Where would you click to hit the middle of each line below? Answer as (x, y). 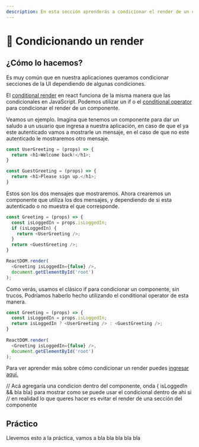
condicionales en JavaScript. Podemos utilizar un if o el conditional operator (99, 101)
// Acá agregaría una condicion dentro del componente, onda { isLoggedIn (97, 386)
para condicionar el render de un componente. (63, 108)
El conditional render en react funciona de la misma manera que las (88, 95)
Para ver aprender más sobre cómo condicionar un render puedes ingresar (98, 368)
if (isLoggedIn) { (34, 228)
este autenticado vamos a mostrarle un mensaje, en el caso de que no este (98, 132)
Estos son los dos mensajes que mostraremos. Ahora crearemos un (89, 193)
